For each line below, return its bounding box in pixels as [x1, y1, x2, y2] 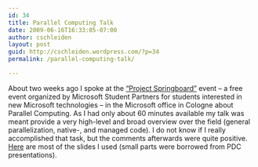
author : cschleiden [8, 33, 72, 42]
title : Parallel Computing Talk [8, 19, 114, 27]
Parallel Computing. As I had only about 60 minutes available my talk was [8, 108, 245, 118]
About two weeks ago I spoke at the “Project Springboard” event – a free [8, 83, 243, 93]
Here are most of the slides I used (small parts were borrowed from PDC [8, 142, 242, 151]
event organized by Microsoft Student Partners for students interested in [8, 92, 243, 101]
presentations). [8, 150, 57, 159]
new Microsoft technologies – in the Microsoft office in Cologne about [8, 100, 234, 110]
